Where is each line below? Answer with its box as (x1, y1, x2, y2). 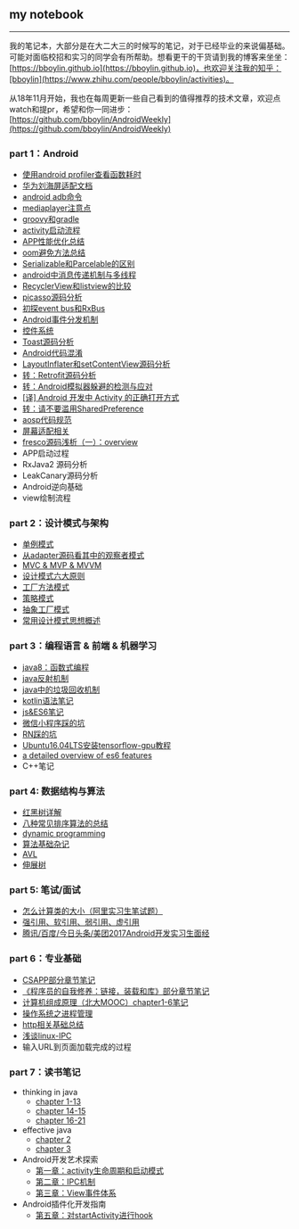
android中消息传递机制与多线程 (21, 269, 136, 280)
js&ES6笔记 (21, 706, 64, 717)
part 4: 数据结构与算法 (9, 785, 105, 797)
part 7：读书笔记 (9, 1066, 82, 1078)
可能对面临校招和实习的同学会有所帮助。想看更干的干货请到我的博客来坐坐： (9, 51, 290, 62)
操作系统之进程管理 (21, 1008, 93, 1019)
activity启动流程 (21, 225, 81, 235)
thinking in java (21, 1086, 78, 1097)
